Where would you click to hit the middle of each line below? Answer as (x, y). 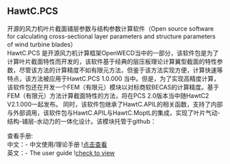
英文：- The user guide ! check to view (61, 152)
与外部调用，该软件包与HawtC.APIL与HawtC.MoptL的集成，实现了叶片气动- (114, 113)
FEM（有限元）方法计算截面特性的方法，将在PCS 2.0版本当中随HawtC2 (108, 96)
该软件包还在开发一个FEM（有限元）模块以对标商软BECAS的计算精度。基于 (113, 87)
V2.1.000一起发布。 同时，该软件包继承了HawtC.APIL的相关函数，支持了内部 (115, 104)
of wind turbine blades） (42, 44)
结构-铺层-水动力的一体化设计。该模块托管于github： (82, 121)
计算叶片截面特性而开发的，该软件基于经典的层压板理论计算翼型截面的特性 (112, 61)
